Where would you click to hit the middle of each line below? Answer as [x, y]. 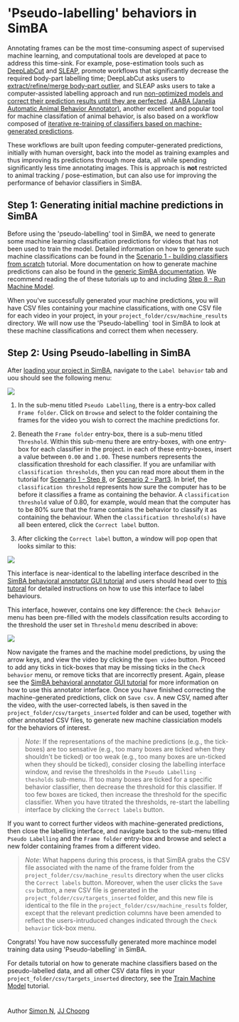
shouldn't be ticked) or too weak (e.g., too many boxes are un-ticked [125, 756]
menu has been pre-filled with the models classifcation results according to [118, 617]
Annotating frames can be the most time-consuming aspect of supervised [116, 48]
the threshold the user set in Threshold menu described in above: [103, 625]
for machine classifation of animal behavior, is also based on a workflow [113, 116]
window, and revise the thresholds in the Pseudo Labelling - [113, 771]
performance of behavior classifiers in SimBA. [75, 182]
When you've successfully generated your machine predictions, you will [113, 300]
